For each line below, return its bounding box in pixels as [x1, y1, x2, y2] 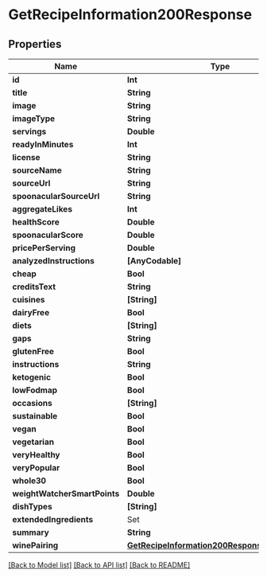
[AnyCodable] [126, 255, 182, 266]
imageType [12, 113, 56, 124]
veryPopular [12, 462, 60, 473]
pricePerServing [12, 243, 76, 253]
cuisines [12, 294, 45, 305]
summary [12, 527, 49, 538]
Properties [8, 37, 62, 51]
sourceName [12, 165, 62, 176]
